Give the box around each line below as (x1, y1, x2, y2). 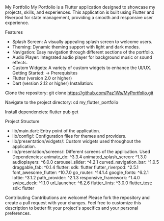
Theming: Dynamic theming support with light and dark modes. (12, 44, 140, 49)
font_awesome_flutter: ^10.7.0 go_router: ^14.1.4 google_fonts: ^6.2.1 (12, 170, 149, 175)
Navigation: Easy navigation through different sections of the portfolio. (12, 49, 155, 55)
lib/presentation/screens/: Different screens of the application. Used (12, 149, 151, 154)
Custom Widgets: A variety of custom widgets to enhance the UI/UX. (12, 65, 151, 71)
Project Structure (5, 119, 40, 124)
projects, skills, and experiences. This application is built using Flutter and (5, 9, 155, 15)
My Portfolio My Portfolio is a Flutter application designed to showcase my (5, 4, 156, 10)
